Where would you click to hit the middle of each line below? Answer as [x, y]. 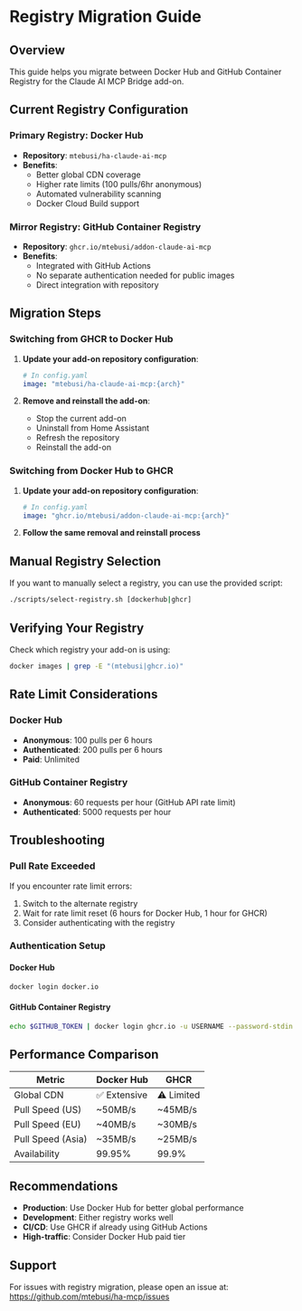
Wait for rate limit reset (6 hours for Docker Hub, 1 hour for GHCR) [145, 913]
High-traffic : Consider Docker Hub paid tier [104, 1237]
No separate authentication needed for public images [135, 275]
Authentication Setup [57, 945]
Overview [38, 50]
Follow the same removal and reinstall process [111, 533]
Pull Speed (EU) [47, 1125]
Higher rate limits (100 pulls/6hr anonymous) [119, 184]
